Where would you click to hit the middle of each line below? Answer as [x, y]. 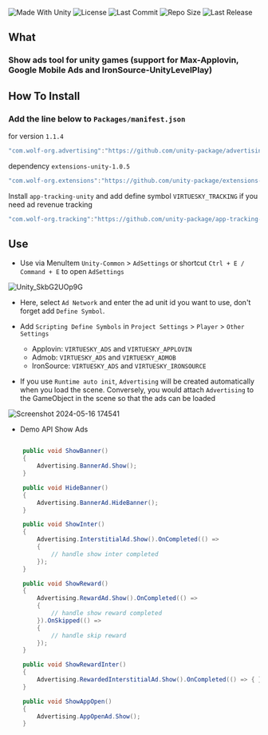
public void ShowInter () [64, 524]
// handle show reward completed [106, 614]
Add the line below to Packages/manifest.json [97, 118]
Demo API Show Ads [54, 429]
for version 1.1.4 [36, 136]
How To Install [44, 96]
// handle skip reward [89, 635]
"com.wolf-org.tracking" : [51, 219]
